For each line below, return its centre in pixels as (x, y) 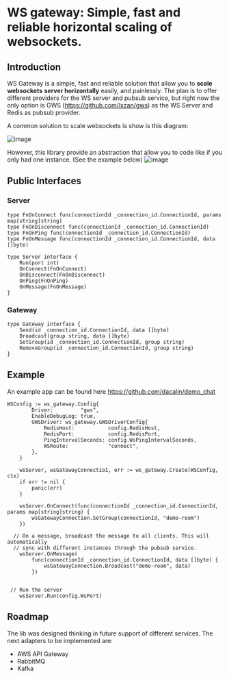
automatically (27, 542)
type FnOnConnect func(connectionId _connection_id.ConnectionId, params (114, 215)
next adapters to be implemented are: (60, 640)
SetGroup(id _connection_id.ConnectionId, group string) (102, 342)
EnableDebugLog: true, (64, 416)
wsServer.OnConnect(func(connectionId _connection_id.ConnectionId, (119, 506)
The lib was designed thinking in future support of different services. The (110, 633)
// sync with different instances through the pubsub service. (105, 548)
